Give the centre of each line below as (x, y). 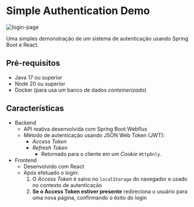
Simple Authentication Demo (78, 11)
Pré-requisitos (33, 63)
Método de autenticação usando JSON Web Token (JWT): (94, 135)
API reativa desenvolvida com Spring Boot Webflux (85, 129)
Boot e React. (23, 45)
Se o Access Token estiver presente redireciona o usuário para (110, 191)
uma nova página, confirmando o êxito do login (90, 198)
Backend (25, 122)
